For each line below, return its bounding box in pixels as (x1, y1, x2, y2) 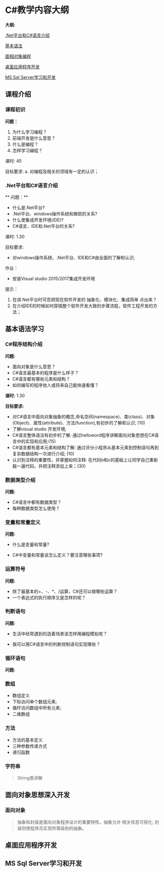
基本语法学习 (5, 325, 44, 333)
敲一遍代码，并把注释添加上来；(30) (12, 463, 86, 469)
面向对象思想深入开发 (5, 791, 70, 799)
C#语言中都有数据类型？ (12, 499, 62, 505)
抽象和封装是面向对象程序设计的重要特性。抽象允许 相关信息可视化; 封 (17, 819, 159, 825)
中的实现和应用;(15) (16, 438, 56, 444)
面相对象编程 (5, 53, 31, 59)
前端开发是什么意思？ (12, 135, 56, 141)
